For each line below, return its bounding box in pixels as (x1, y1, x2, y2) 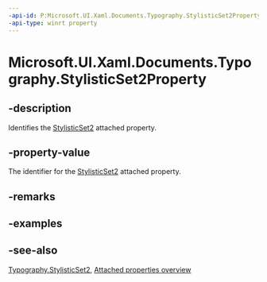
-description (8, 102, 72, 115)
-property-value (8, 145, 91, 159)
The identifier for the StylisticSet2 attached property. (8, 167, 181, 176)
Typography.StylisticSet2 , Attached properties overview (8, 265, 192, 274)
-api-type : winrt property (8, 19, 98, 27)
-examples (8, 217, 63, 230)
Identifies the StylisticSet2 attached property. (8, 122, 157, 132)
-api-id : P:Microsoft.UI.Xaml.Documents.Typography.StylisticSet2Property (8, 11, 261, 20)
